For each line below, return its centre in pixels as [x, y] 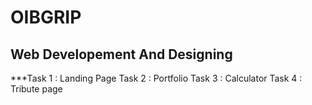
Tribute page [36, 89]
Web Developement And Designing [121, 54]
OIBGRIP [46, 17]
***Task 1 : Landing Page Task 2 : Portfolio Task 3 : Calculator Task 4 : [156, 78]
